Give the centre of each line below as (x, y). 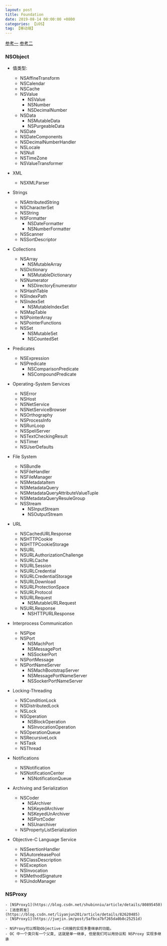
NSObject (17, 57)
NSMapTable (33, 312)
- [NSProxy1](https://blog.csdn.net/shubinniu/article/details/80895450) (84, 905)
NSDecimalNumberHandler (48, 142)
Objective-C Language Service (44, 840)
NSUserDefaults (37, 447)
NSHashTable (34, 291)
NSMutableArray (44, 264)
